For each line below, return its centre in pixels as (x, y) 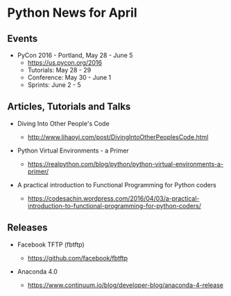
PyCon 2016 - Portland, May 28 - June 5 (75, 55)
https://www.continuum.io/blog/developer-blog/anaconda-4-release (126, 285)
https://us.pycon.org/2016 (65, 63)
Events (23, 39)
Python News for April (72, 13)
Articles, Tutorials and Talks (69, 107)
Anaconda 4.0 (37, 271)
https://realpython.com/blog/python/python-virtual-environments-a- (126, 164)
